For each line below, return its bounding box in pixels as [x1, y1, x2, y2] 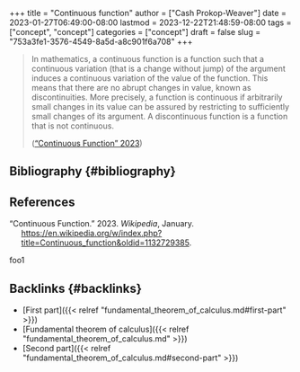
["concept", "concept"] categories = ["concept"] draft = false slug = [9, 27, 261, 37]
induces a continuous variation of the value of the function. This [31, 73, 269, 84]
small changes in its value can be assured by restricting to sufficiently [31, 102, 290, 111]
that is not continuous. [31, 120, 115, 131]
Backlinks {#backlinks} [9, 280, 142, 296]
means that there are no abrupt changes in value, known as [31, 83, 251, 93]
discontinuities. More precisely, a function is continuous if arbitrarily [31, 92, 283, 102]
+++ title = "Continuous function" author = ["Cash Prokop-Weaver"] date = [9, 8, 287, 18]
